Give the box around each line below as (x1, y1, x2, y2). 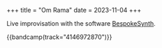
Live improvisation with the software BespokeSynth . (6, 19, 156, 27)
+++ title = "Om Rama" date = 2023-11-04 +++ (6, 6, 142, 14)
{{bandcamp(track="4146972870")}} (6, 33, 112, 41)
